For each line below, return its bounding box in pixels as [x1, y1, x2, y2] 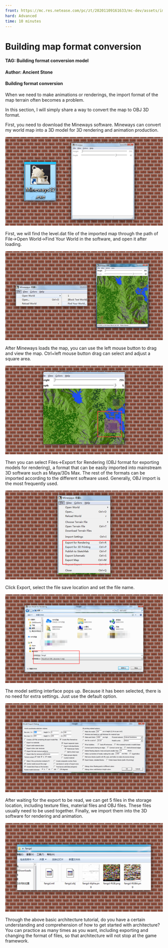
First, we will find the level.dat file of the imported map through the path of [5, 231, 158, 237]
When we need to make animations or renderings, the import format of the [5, 92, 158, 98]
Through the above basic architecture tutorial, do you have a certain [5, 916, 145, 923]
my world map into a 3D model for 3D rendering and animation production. [5, 127, 159, 133]
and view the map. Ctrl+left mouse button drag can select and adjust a [5, 350, 151, 356]
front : [5, 8, 19, 13]
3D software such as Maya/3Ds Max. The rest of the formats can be [5, 470, 145, 476]
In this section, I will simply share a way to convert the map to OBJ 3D [5, 107, 149, 113]
